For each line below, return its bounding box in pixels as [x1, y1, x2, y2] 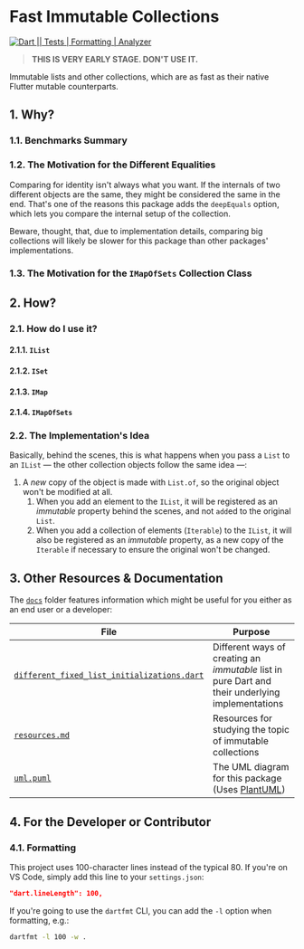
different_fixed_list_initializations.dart [14, 670, 204, 680]
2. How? [9, 295, 57, 310]
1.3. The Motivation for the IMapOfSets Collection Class [9, 267, 252, 280]
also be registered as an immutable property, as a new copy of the [35, 535, 284, 546]
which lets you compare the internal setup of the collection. [9, 208, 231, 219]
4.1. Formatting [9, 841, 77, 854]
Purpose [233, 626, 271, 639]
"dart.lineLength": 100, [9, 888, 103, 897]
